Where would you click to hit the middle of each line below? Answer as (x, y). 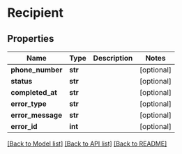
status (22, 81)
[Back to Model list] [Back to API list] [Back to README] (87, 144)
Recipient (36, 13)
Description (113, 58)
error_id (24, 126)
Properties (31, 39)
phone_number (37, 70)
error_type (29, 104)
